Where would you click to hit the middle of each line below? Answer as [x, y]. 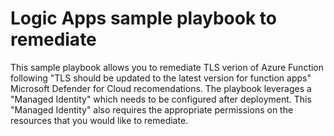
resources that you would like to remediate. [99, 120]
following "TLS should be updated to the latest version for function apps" [161, 78]
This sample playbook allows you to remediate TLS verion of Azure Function [167, 67]
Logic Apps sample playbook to [143, 18]
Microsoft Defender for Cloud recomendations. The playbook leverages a [161, 88]
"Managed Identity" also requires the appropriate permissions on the [152, 109]
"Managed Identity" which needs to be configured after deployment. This [161, 99]
